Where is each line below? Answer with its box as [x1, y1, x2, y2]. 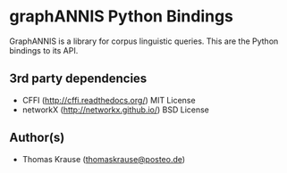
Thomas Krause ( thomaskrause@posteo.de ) [21, 153, 186, 164]
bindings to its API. [9, 45, 79, 55]
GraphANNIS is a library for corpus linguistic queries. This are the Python [9, 36, 279, 46]
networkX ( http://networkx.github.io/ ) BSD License [21, 104, 210, 115]
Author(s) [9, 130, 65, 145]
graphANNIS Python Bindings [9, 6, 234, 27]
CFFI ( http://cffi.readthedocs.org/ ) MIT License [21, 95, 196, 105]
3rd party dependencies [9, 71, 148, 86]
